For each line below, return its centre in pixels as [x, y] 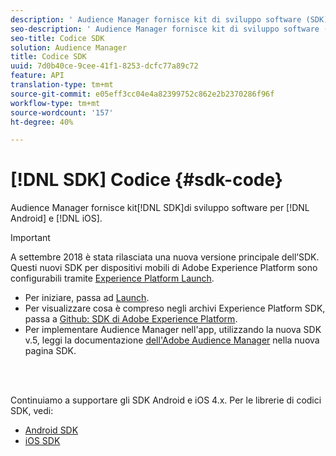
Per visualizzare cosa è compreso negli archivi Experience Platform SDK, [175, 308]
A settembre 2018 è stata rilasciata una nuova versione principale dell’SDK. [165, 257]
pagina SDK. [50, 351]
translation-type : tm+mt [62, 85]
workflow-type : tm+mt [55, 103]
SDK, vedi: [32, 411]
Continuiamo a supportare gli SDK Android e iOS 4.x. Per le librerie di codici [166, 400]
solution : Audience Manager [69, 47]
